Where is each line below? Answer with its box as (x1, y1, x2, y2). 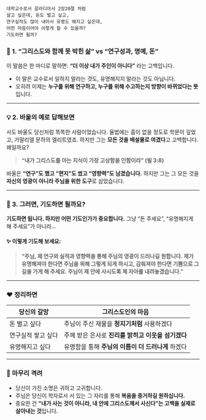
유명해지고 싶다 (9, 343, 51, 351)
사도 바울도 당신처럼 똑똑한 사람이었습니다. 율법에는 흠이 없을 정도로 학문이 (6, 128, 185, 136)
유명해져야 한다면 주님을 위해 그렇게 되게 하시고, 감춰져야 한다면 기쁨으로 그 (21, 260, 199, 268)
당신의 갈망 (18, 308, 49, 316)
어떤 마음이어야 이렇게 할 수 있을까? (6, 25, 86, 31)
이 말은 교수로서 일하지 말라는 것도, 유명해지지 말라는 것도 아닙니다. (15, 75, 176, 83)
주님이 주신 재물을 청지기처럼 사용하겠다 (64, 319, 173, 328)
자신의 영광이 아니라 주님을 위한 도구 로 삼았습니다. (6, 177, 124, 185)
